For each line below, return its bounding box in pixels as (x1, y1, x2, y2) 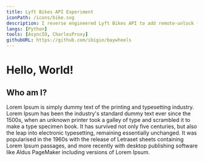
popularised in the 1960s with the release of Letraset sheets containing (6, 136, 184, 143)
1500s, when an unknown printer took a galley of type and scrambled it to (6, 116, 191, 123)
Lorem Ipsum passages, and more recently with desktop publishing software (6, 142, 198, 149)
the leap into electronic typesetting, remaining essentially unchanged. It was (6, 129, 197, 137)
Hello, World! (6, 63, 74, 77)
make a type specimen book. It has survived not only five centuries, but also (6, 123, 197, 130)
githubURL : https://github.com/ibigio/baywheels (6, 37, 132, 43)
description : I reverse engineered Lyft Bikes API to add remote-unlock (6, 20, 194, 26)
